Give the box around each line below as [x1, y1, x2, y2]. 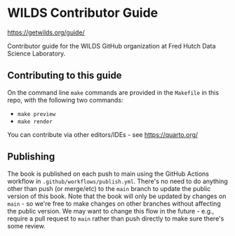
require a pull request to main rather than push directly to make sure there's [7, 214, 224, 223]
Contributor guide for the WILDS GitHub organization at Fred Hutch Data [7, 41, 216, 50]
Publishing [7, 151, 55, 163]
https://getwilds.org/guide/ [7, 28, 86, 37]
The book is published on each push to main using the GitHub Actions [7, 169, 209, 178]
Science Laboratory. [7, 49, 66, 58]
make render [17, 118, 53, 125]
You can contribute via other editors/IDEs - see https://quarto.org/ [7, 130, 199, 138]
